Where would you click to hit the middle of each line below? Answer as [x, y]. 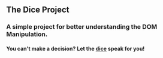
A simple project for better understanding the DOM [82, 27]
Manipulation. [27, 34]
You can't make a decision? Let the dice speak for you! [76, 48]
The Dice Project [38, 10]
